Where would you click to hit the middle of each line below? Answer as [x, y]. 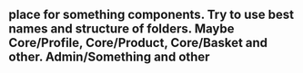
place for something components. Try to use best [151, 15]
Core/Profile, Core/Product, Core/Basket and [138, 43]
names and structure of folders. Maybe [121, 29]
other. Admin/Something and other [109, 57]
